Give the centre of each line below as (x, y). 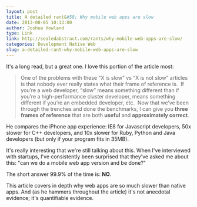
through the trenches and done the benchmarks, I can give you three (104, 108)
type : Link (19, 33)
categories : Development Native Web (51, 45)
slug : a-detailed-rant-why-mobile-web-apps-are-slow (72, 50)
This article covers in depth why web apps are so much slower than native (96, 185)
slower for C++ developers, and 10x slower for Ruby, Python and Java (91, 133)
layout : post (22, 11)
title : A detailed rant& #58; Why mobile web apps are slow (80, 17)
